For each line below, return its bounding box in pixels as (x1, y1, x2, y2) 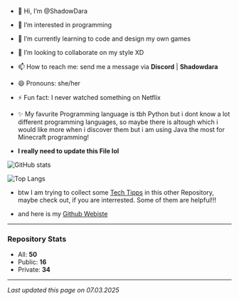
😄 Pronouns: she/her (17, 79, 80, 87)
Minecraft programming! (17, 133, 90, 141)
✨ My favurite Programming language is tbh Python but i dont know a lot (17, 110, 230, 118)
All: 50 (17, 250, 38, 259)
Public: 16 (17, 257, 47, 267)
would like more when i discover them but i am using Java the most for (17, 126, 225, 133)
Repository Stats (7, 234, 67, 244)
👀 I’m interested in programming (17, 21, 112, 29)
